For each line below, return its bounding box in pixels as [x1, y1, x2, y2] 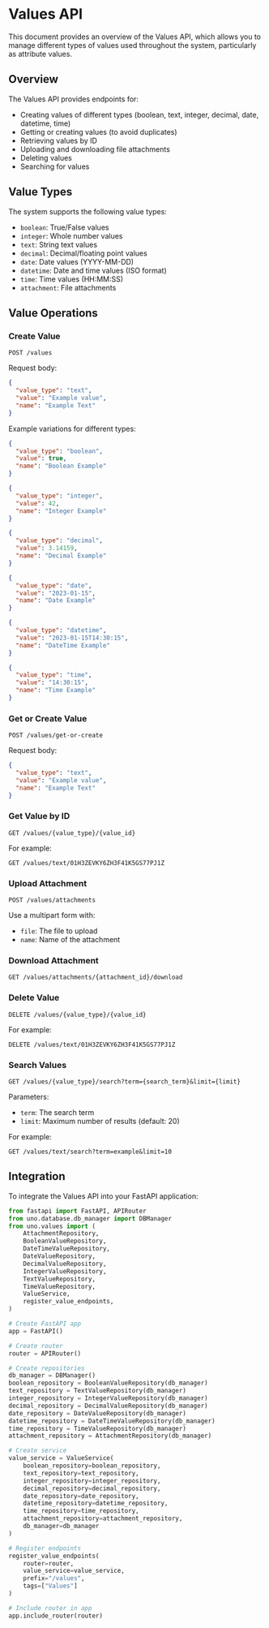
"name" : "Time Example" [15, 687, 96, 695]
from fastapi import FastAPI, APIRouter [8, 1207, 147, 1215]
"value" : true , [15, 454, 67, 463]
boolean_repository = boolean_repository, [23, 1462, 161, 1470]
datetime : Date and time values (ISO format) [19, 265, 168, 275]
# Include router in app [8, 1604, 92, 1612]
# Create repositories [8, 1364, 85, 1372]
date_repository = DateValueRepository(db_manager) [8, 1409, 186, 1417]
